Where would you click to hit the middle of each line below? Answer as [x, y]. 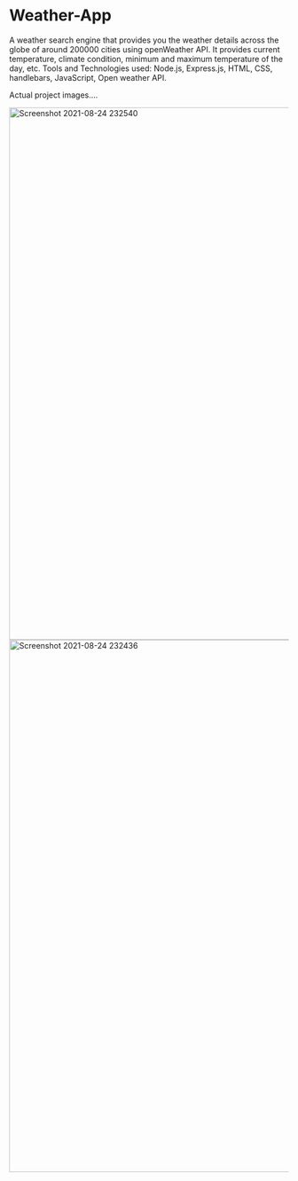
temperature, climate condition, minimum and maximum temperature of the [146, 59]
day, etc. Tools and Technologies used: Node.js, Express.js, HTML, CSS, [141, 68]
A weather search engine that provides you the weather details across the [144, 40]
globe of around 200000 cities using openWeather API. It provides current [145, 49]
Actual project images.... [54, 95]
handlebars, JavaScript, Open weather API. [88, 77]
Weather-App [61, 16]
